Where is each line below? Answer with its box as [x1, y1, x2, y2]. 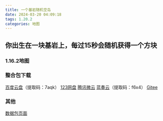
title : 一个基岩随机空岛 [5, 7, 51, 12]
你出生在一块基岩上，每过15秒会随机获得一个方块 [5, 41, 157, 49]
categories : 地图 [5, 21, 40, 26]
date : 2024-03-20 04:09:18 [5, 12, 62, 17]
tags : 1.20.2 [5, 16, 33, 21]
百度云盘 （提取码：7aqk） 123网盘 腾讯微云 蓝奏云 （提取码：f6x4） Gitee [5, 84, 158, 90]
